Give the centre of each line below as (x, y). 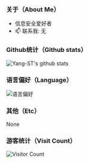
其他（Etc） (23, 110)
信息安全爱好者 (33, 24)
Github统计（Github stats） (47, 50)
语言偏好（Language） (39, 80)
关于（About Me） (33, 9)
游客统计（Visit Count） (41, 141)
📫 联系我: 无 (30, 31)
